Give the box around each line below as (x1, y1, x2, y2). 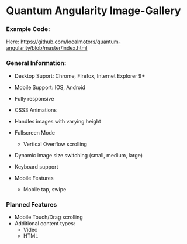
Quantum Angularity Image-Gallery (6, 4, 181, 18)
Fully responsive (14, 95, 54, 102)
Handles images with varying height (14, 118, 101, 125)
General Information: (6, 59, 67, 67)
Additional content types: (14, 220, 75, 227)
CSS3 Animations (14, 106, 57, 114)
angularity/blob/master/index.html (6, 44, 88, 51)
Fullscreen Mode (14, 129, 56, 136)
